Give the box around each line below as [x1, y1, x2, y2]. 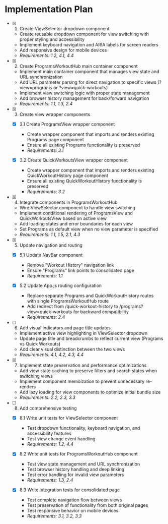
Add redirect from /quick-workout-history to [27, 304, 119, 310]
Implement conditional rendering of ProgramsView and [19, 210, 133, 216]
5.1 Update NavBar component [19, 252, 83, 258]
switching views [19, 373, 53, 379]
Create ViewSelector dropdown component [19, 25, 110, 31]
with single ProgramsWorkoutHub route [27, 298, 109, 304]
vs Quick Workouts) [19, 341, 61, 347]
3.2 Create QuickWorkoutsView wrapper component [19, 157, 128, 163]
